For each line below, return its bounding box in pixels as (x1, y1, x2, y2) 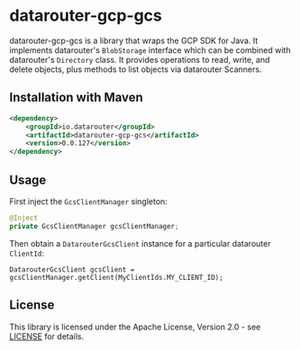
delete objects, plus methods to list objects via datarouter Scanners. (9, 64, 262, 75)
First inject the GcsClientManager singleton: (9, 195, 168, 207)
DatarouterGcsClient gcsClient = (9, 265, 135, 274)
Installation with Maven (9, 90, 144, 105)
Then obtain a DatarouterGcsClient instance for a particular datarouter (9, 238, 271, 248)
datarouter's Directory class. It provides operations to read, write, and (9, 54, 270, 65)
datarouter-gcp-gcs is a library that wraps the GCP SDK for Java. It (9, 35, 259, 46)
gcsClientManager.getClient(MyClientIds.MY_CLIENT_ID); (9, 273, 223, 282)
